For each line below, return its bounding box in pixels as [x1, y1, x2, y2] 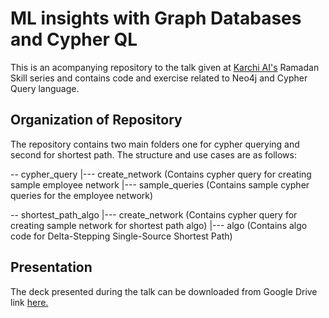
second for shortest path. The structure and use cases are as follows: [10, 148, 297, 161]
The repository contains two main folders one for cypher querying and [10, 138, 300, 150]
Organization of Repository [10, 112, 183, 129]
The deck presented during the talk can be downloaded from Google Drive [10, 285, 318, 297]
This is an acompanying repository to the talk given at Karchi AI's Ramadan [10, 61, 320, 73]
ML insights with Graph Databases [10, 7, 302, 30]
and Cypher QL [10, 28, 138, 51]
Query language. [10, 82, 80, 94]
